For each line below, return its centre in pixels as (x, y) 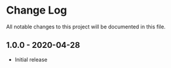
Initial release (31, 59)
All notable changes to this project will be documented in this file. (86, 27)
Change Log (37, 10)
